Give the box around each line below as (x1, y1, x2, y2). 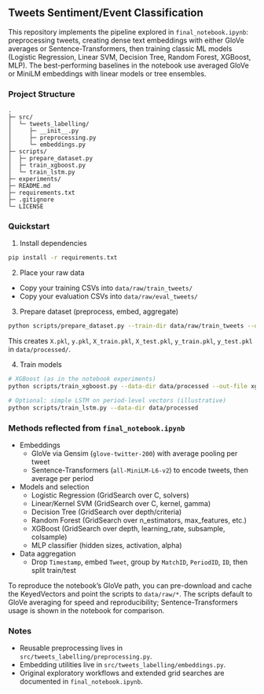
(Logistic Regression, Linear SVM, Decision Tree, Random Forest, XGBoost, (8, 52, 251, 61)
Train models (19, 360, 62, 369)
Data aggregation (19, 549, 76, 558)
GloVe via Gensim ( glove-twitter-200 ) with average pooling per (31, 448, 238, 458)
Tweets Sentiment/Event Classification (8, 6, 204, 20)
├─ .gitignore (8, 196, 55, 204)
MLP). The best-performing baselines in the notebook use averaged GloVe (8, 61, 249, 70)
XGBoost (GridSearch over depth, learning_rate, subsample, (31, 523, 225, 533)
